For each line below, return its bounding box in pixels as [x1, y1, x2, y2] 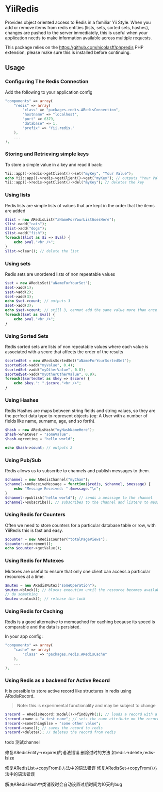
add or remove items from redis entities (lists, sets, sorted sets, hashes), [5, 24, 149, 30]
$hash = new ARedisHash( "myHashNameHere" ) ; [5, 428, 95, 432]
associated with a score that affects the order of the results [5, 348, 124, 355]
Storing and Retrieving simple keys [5, 150, 89, 157]
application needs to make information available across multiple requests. [5, 35, 152, 41]
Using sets [5, 260, 31, 267]
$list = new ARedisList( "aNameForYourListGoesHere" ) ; [5, 217, 116, 222]
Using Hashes [5, 396, 39, 403]
